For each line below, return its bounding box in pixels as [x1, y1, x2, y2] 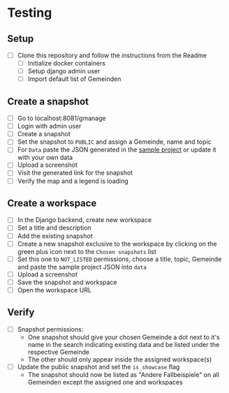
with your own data [17, 154, 73, 162]
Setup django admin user [27, 67, 101, 75]
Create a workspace [7, 197, 97, 209]
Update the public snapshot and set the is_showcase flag [17, 362, 180, 371]
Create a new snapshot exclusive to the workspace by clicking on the [17, 239, 218, 248]
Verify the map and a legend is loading [17, 177, 129, 185]
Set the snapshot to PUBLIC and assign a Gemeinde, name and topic [17, 138, 212, 146]
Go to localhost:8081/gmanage [17, 114, 106, 123]
